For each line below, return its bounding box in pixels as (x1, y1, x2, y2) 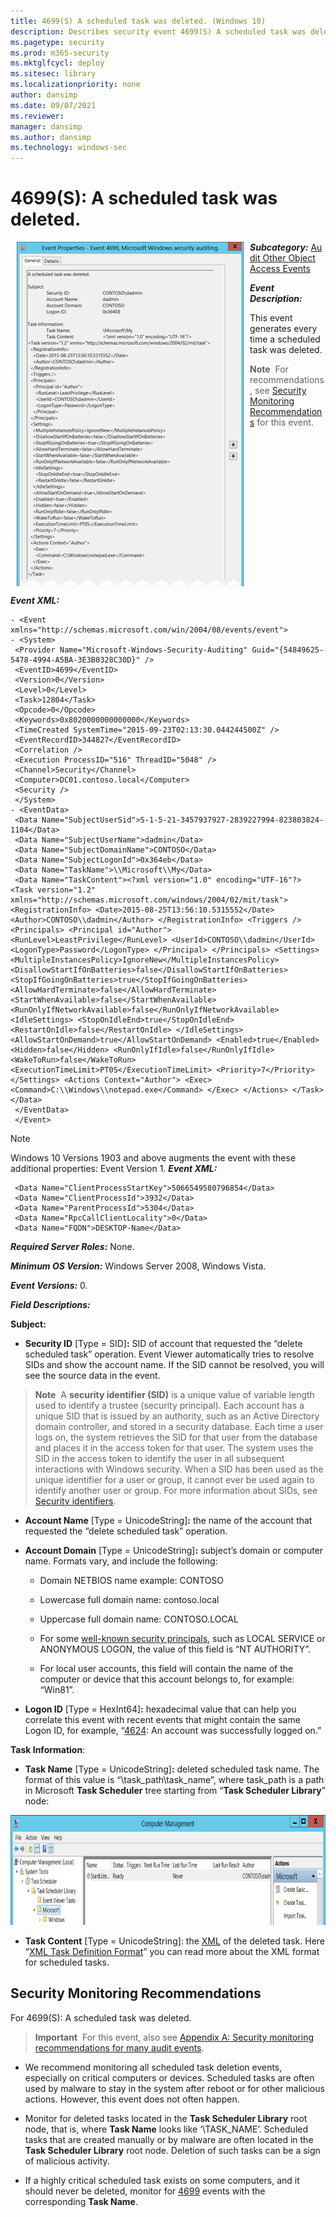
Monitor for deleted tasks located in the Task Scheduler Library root (24, 2112, 308, 2124)
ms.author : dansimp (10, 132, 92, 142)
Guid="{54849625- (251, 645, 325, 655)
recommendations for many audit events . (34, 2041, 205, 2054)
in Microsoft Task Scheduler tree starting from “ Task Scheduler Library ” (24, 1785, 326, 1797)
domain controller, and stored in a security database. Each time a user (34, 1421, 324, 1433)
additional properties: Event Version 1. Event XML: (10, 1163, 218, 1175)
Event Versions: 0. (10, 1280, 88, 1292)
